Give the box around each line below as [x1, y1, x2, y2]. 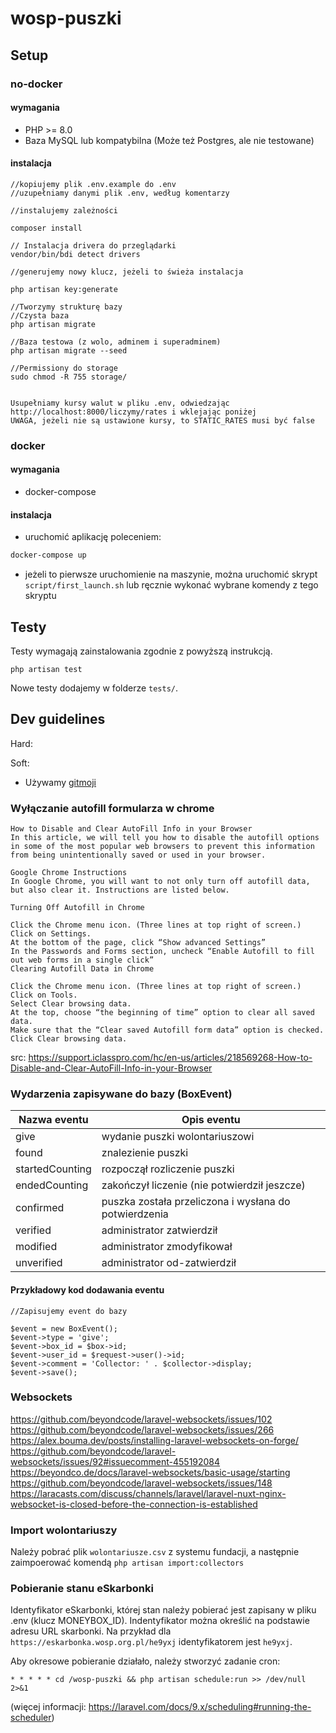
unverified [15, 1256, 63, 1270]
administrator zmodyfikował [101, 1240, 233, 1254]
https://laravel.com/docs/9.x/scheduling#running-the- [88, 1701, 312, 1713]
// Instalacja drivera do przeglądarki [10, 240, 177, 251]
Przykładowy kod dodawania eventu [10, 1283, 165, 1296]
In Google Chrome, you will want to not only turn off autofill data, [10, 877, 311, 887]
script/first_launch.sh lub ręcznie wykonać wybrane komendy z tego [24, 579, 319, 591]
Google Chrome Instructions [10, 868, 128, 878]
